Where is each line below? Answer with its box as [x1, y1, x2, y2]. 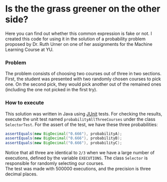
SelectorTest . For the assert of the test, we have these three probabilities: [5, 122, 158, 128]
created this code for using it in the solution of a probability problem [5, 36, 146, 42]
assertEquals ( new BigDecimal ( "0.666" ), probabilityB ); [5, 136, 122, 141]
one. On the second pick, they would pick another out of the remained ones [5, 81, 161, 87]
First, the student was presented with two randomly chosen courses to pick [5, 76, 161, 82]
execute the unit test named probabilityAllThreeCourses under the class [5, 116, 155, 122]
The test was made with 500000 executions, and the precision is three [5, 166, 151, 172]
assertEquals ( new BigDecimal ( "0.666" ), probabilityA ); [5, 131, 122, 136]
